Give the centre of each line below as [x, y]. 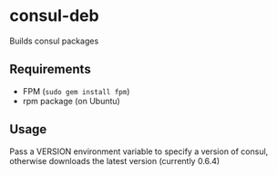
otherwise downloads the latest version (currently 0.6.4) [115, 160]
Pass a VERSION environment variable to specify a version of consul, [139, 151]
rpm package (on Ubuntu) [71, 101]
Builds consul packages [54, 41]
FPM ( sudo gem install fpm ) [76, 91]
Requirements [50, 69]
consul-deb [54, 16]
